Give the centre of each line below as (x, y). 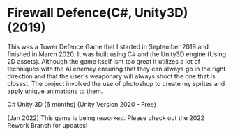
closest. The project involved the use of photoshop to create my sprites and (116, 83)
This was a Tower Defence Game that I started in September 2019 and (108, 46)
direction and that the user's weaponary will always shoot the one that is (111, 76)
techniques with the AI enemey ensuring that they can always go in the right (116, 69)
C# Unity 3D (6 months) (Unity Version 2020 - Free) (82, 104)
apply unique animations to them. (55, 91)
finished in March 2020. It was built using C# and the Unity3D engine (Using (117, 54)
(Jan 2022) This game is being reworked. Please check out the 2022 (106, 118)
